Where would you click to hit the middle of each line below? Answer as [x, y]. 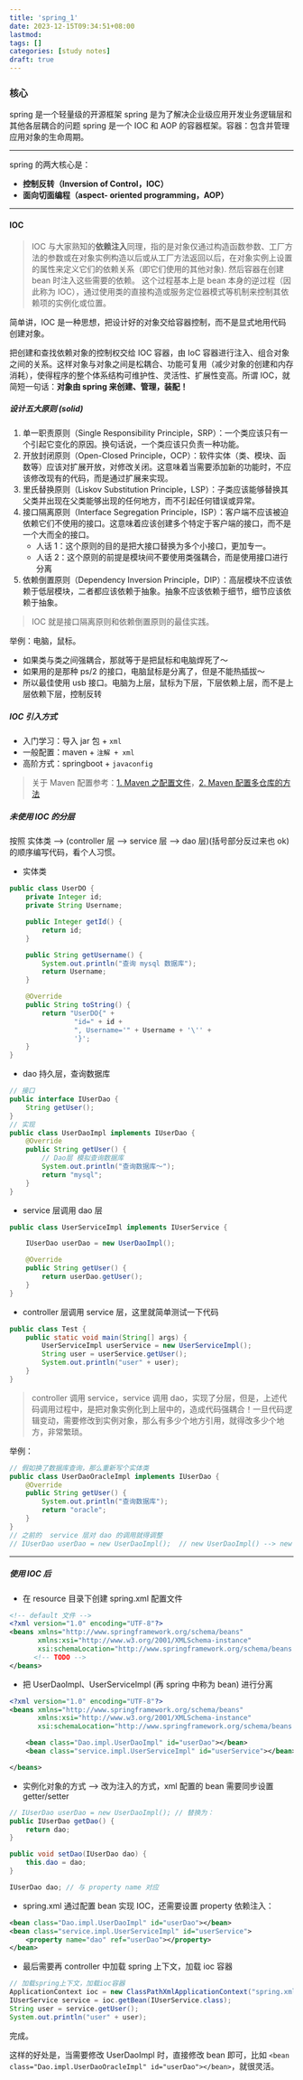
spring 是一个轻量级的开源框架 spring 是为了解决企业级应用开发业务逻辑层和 [151, 115]
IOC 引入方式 [33, 717]
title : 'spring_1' [44, 18]
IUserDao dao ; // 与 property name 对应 [84, 1887]
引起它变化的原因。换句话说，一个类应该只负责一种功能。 [137, 445]
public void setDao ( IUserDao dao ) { [78, 1854]
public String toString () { [78, 1005]
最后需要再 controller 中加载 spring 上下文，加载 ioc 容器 [127, 1966]
